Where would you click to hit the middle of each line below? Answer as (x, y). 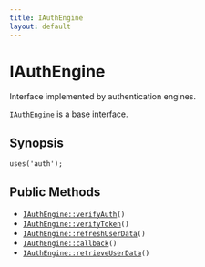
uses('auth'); (36, 164)
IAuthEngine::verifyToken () (76, 224)
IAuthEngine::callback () (70, 244)
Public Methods (55, 192)
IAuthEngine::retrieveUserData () (86, 253)
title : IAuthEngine (46, 18)
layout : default (40, 26)
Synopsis (36, 143)
